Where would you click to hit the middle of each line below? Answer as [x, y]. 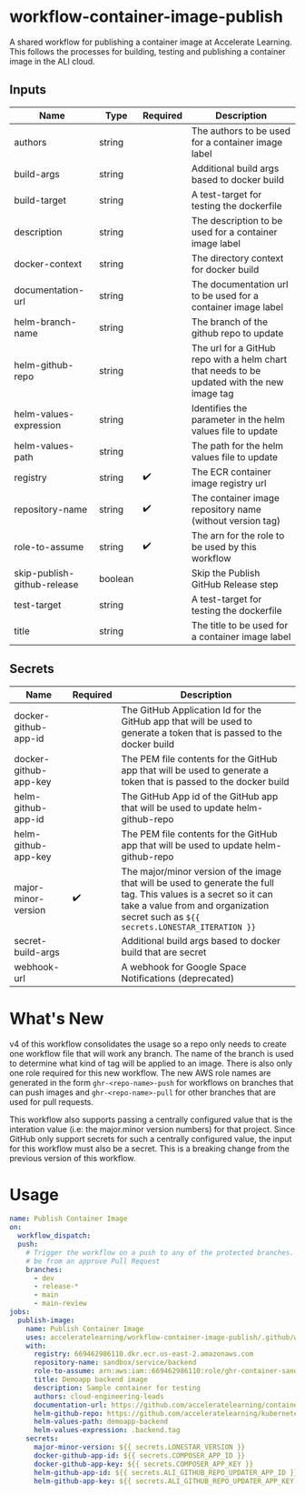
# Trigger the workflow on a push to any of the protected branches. [160, 1252]
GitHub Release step [235, 584]
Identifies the [219, 408]
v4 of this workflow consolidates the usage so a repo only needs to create [148, 1044]
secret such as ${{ [161, 917]
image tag [212, 393]
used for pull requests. [51, 1101]
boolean [116, 578]
